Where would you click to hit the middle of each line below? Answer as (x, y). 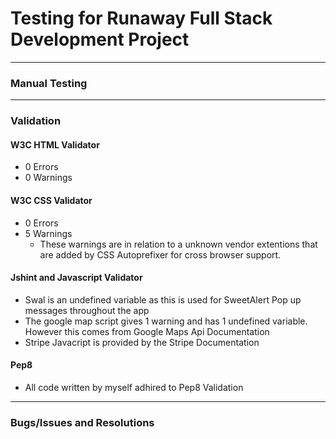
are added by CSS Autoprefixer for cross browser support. (160, 254)
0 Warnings (48, 178)
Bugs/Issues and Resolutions (82, 422)
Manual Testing (49, 83)
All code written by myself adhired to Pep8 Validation (134, 387)
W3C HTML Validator (55, 144)
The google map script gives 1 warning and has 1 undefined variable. (166, 321)
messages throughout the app (87, 310)
